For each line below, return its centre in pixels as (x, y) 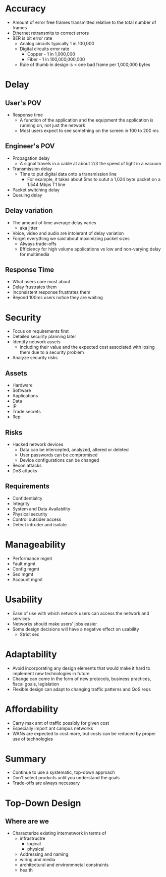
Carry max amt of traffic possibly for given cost (61, 723)
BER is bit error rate (32, 38)
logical (34, 844)
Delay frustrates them (34, 287)
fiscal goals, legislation (36, 684)
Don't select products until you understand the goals (66, 778)
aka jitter (29, 228)
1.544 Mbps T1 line (46, 185)
